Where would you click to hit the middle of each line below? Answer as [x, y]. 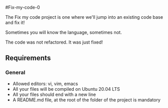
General [15, 73]
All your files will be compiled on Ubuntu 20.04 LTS [66, 89]
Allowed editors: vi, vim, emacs [45, 84]
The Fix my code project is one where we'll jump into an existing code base [84, 17]
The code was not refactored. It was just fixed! [54, 42]
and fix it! [15, 23]
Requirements [28, 58]
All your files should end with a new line [54, 94]
